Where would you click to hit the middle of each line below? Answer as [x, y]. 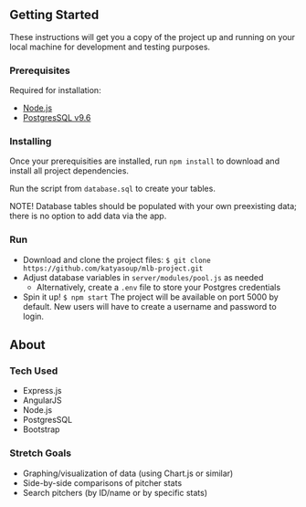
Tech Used [34, 371]
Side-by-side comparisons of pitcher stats [102, 482]
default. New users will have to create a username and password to [149, 306]
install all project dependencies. [69, 171]
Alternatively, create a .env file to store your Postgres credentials [158, 287]
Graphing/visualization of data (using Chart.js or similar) [128, 473]
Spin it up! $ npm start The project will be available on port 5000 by [150, 297]
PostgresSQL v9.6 [57, 118]
